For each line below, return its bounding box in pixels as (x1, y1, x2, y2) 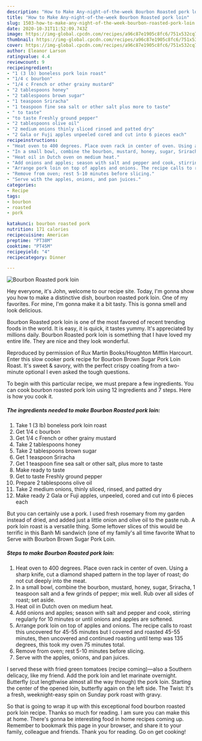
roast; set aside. (15, 596, 56, 604)
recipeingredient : (7, 64, 53, 71)
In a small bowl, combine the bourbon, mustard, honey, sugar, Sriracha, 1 (15, 584, 195, 591)
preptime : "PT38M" (7, 237, 53, 243)
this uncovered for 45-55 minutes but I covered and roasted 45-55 (15, 629, 180, 636)
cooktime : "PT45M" (7, 243, 53, 249)
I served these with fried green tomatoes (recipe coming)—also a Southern (7, 665, 192, 673)
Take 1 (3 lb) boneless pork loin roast (15, 422, 107, 429)
